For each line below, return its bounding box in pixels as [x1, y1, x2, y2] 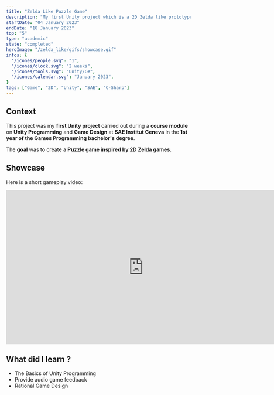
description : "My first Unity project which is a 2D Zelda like [6, 14, 166, 20]
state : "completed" [6, 42, 54, 47]
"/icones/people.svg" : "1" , [11, 57, 80, 63]
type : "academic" [6, 36, 49, 42]
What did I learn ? [6, 354, 71, 364]
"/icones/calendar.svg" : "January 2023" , [11, 74, 114, 80]
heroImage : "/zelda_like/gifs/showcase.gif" [6, 47, 117, 53]
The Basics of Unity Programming [14, 370, 97, 377]
